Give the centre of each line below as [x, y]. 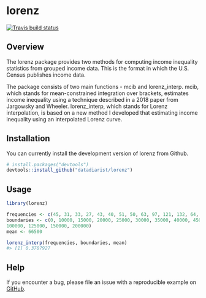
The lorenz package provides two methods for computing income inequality [102, 61]
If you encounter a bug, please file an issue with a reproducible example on [101, 282]
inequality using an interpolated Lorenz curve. [64, 119]
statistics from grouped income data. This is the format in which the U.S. [98, 68]
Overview [25, 47]
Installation [28, 139]
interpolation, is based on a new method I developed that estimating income [102, 113]
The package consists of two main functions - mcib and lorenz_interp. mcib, [103, 86]
